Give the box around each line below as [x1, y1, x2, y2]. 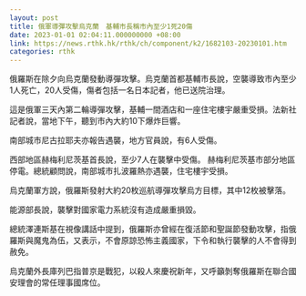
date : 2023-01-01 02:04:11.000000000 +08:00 [9, 30, 181, 39]
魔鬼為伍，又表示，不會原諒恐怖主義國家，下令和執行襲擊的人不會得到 [33, 235, 297, 246]
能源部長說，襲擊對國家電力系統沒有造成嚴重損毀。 [9, 204, 201, 215]
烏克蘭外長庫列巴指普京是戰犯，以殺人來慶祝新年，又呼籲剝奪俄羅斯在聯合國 [9, 266, 297, 277]
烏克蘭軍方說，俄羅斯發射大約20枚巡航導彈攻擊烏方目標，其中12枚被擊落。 [9, 185, 291, 196]
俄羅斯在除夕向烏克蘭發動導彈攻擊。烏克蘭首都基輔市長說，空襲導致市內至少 [9, 74, 297, 85]
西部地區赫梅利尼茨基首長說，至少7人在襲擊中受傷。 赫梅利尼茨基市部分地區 [9, 154, 296, 165]
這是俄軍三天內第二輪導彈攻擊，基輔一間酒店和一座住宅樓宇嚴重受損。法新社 [9, 104, 297, 115]
